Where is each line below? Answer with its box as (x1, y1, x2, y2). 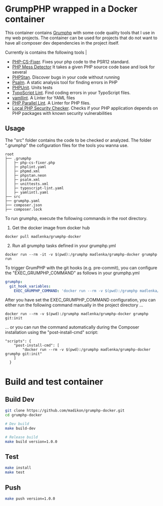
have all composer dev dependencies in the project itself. (5, 40, 120, 46)
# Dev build (5, 422, 29, 427)
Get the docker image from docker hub (12, 224, 90, 231)
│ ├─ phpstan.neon (5, 173, 47, 178)
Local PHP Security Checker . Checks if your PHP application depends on (12, 105, 158, 111)
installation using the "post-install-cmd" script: (5, 330, 98, 335)
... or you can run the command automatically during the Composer (5, 324, 140, 330)
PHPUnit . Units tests (12, 84, 53, 90)
